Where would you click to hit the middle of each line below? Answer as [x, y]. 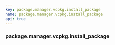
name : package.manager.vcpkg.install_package [54, 14]
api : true [16, 19]
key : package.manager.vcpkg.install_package [53, 10]
